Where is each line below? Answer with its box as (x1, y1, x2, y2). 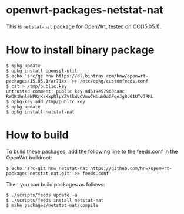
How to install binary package (6, 43, 155, 57)
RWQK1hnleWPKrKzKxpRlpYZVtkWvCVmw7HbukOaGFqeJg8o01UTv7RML (6, 93, 154, 100)
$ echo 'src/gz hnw (6, 73, 54, 79)
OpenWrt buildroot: (6, 154, 52, 161)
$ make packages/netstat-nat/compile (6, 202, 99, 208)
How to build (6, 128, 69, 142)
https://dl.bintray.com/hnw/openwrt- (56, 73, 149, 79)
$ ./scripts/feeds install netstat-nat (6, 197, 104, 203)
